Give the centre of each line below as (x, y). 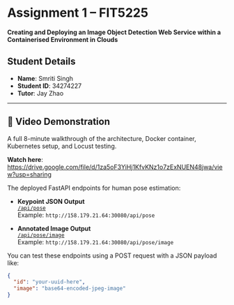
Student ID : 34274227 (49, 86)
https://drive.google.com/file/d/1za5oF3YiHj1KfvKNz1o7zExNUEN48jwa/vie (115, 167)
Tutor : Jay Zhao (40, 93)
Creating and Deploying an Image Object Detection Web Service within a (114, 32)
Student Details (41, 62)
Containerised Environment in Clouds (63, 39)
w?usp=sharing (30, 174)
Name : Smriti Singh (45, 78)
